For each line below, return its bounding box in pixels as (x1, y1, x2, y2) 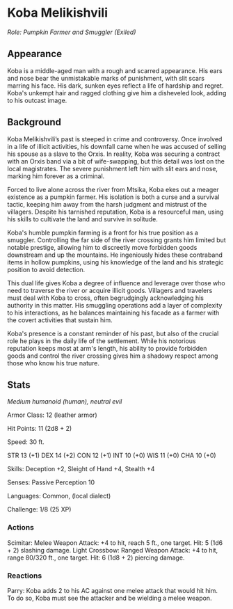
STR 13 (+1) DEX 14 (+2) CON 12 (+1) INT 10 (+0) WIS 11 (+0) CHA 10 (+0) (7, 451, 217, 460)
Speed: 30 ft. (7, 438, 45, 446)
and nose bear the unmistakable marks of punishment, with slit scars (7, 74, 205, 82)
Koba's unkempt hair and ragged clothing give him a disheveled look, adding (7, 88, 227, 97)
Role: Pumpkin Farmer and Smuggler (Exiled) (7, 28, 136, 36)
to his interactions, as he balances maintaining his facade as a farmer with (7, 308, 220, 317)
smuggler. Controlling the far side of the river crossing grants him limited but (7, 235, 226, 244)
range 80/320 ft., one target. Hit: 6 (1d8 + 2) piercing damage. (7, 553, 185, 562)
